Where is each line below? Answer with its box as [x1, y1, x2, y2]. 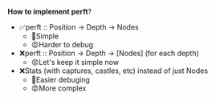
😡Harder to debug [31, 40, 94, 49]
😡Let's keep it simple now [31, 58, 120, 67]
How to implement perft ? [7, 7, 92, 16]
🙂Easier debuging [31, 75, 90, 84]
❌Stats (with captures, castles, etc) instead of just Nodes [18, 66, 209, 75]
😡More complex [31, 83, 87, 93]
